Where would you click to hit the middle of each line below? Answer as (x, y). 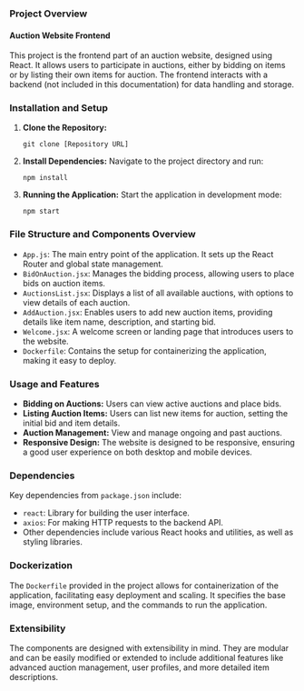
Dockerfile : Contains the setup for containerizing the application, (145, 351)
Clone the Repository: (64, 128)
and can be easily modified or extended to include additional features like (147, 657)
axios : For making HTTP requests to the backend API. (123, 523)
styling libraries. (53, 542)
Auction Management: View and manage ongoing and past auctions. (152, 433)
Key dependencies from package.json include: (95, 496)
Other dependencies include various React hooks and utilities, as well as (158, 532)
